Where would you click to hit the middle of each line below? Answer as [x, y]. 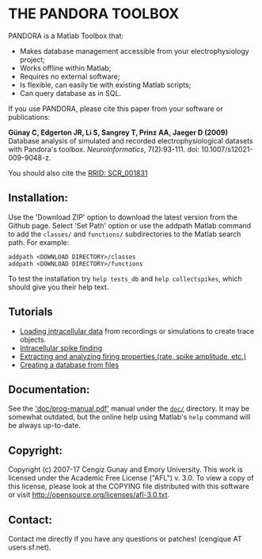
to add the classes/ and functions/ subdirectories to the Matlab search [125, 234]
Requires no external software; [70, 76]
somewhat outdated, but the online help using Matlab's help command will [129, 417]
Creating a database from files [69, 365]
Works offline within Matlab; [65, 67]
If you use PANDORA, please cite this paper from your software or [116, 109]
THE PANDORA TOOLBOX [94, 14]
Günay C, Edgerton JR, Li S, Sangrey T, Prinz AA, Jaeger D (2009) [118, 132]
